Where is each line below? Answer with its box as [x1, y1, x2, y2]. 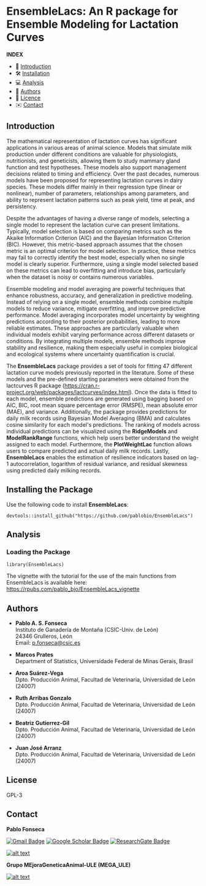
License [6, 775, 37, 785]
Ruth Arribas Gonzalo [15, 694, 72, 702]
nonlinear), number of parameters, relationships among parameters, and [6, 189, 189, 197]
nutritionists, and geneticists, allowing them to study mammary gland [6, 157, 181, 164]
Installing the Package [6, 484, 93, 495]
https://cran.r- [64, 382, 100, 389]
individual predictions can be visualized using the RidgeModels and [6, 427, 178, 435]
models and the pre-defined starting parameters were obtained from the [6, 375, 189, 383]
